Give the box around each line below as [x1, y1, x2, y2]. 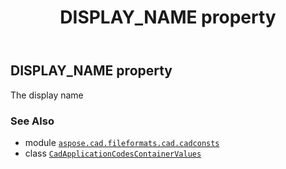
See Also [10, 114, 55, 128]
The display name [10, 89, 84, 101]
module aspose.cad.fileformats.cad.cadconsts [24, 136, 220, 148]
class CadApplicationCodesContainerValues [24, 147, 202, 159]
